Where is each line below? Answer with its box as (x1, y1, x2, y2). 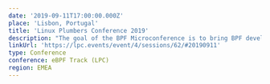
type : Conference (8, 49, 67, 57)
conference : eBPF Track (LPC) (8, 57, 110, 65)
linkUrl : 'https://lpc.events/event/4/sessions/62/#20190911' (8, 42, 221, 50)
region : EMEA (8, 64, 52, 72)
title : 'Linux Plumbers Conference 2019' (8, 26, 149, 34)
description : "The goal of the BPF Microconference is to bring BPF (8, 34, 243, 42)
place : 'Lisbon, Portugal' (8, 19, 99, 27)
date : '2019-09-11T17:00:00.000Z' (8, 11, 125, 20)
